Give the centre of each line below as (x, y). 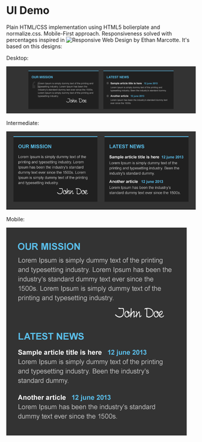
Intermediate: (23, 123)
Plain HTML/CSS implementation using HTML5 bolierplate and (83, 27)
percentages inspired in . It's (98, 40)
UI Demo (28, 11)
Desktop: (17, 58)
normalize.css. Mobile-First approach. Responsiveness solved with (89, 33)
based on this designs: (34, 46)
